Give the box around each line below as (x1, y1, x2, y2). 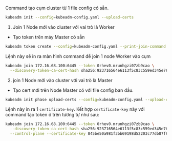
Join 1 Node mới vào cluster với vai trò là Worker (12, 24, 115, 30)
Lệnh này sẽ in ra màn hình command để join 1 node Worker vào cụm (5, 53, 151, 59)
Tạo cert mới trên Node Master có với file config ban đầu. (12, 87, 134, 93)
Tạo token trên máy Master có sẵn (12, 34, 85, 40)
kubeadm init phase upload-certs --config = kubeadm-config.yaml (5, 97, 143, 102)
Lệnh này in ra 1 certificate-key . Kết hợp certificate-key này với (5, 106, 145, 112)
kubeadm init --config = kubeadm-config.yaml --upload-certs (5, 15, 134, 20)
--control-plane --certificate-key (10, 131, 86, 136)
